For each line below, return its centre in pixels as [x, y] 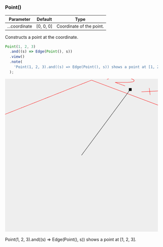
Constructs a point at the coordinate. [42, 37]
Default [44, 19]
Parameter [20, 19]
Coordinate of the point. [80, 26]
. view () [17, 57]
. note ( [16, 62]
